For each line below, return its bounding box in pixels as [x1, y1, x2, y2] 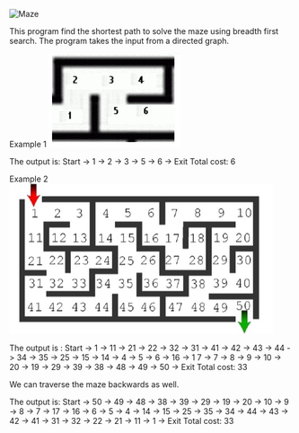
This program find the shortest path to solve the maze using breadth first [9, 26, 279, 36]
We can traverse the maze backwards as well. [9, 379, 180, 390]
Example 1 [9, 139, 47, 149]
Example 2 [9, 173, 48, 184]
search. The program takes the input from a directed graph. [9, 36, 230, 46]
